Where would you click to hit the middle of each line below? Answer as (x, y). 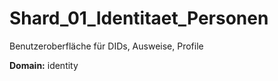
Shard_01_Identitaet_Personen (139, 18)
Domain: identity (44, 65)
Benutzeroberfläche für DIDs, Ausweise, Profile (106, 46)
